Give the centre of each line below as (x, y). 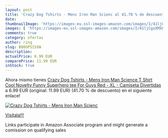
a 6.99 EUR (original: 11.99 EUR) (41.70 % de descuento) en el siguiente (78, 90)
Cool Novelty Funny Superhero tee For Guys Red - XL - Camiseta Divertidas (83, 85)
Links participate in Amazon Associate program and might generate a (76, 125)
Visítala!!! (14, 115)
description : (19, 51)
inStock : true (20, 65)
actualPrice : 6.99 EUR (29, 56)
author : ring (19, 42)
